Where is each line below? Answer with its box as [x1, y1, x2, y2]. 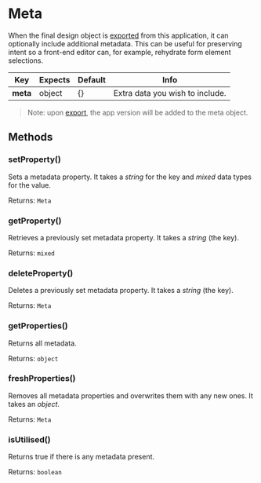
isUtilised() [8, 434, 51, 445]
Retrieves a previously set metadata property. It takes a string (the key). [8, 232, 239, 242]
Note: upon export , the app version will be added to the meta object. [27, 108, 248, 117]
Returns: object [8, 353, 59, 363]
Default [78, 74, 106, 85]
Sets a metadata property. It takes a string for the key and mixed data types [8, 172, 252, 181]
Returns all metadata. [8, 338, 77, 348]
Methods [8, 130, 53, 144]
